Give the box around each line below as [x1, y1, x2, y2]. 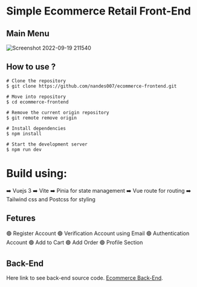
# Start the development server [6, 141, 88, 147]
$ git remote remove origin [6, 115, 77, 121]
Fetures [6, 213, 36, 224]
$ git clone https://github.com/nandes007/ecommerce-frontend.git [6, 83, 177, 89]
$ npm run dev [6, 146, 42, 152]
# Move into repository [6, 94, 66, 100]
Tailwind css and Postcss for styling [6, 195, 95, 203]
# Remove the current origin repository [6, 109, 110, 115]
